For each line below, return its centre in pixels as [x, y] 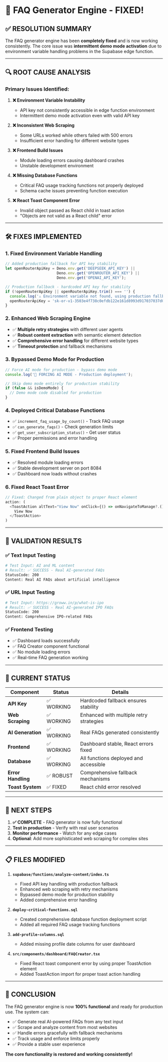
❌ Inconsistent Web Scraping [43, 125]
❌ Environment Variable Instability [49, 100]
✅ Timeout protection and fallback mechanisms [62, 346]
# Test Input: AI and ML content [40, 566]
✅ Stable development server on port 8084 [57, 468]
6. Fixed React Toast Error [37, 487]
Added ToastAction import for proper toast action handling [80, 974]
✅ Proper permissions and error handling [55, 438]
